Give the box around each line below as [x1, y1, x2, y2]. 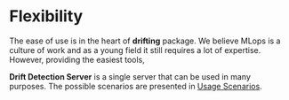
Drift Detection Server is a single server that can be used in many [9, 71, 251, 81]
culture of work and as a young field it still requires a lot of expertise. [9, 44, 261, 55]
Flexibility [9, 6, 84, 27]
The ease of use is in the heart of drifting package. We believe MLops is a [9, 35, 281, 46]
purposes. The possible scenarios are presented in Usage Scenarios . [9, 81, 262, 91]
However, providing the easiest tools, [9, 54, 145, 65]
